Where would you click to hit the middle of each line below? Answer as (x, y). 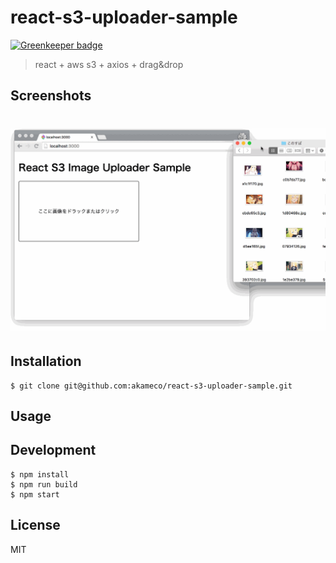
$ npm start (35, 494)
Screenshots (51, 96)
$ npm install (40, 474)
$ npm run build (44, 484)
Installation (46, 361)
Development (53, 450)
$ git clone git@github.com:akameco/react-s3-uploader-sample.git (151, 386)
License (35, 525)
